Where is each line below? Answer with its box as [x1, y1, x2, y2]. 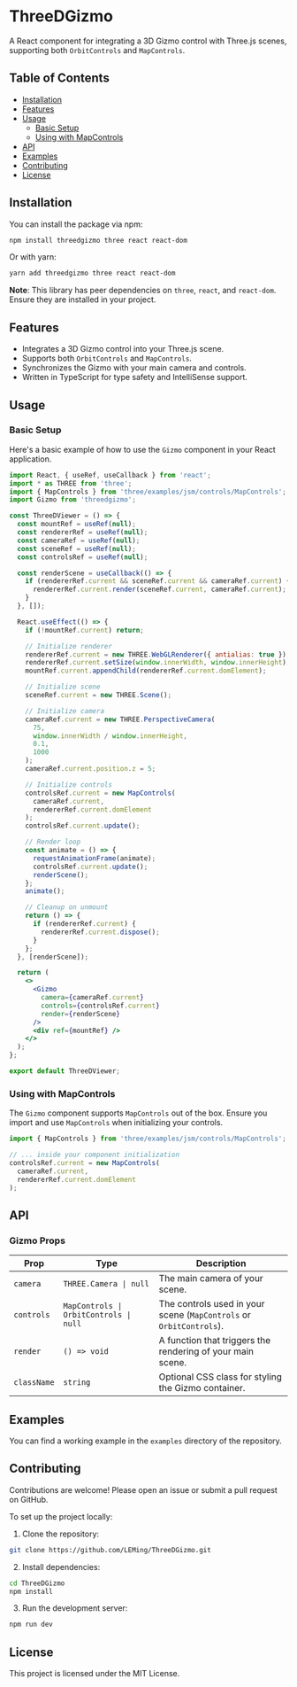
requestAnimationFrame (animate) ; [32, 853, 156, 863]
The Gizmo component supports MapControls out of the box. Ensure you [9, 1108, 268, 1118]
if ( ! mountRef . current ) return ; [25, 626, 144, 634]
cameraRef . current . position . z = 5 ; [25, 765, 156, 774]
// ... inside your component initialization [9, 1150, 179, 1160]
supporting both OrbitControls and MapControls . [9, 44, 186, 55]
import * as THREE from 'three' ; [9, 478, 133, 488]
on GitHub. [9, 1494, 49, 1504]
